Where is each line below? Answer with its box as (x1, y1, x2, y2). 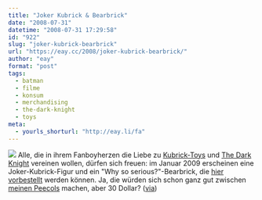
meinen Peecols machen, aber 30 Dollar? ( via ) (8, 183, 158, 192)
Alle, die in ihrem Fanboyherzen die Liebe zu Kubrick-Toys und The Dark (17, 150, 252, 159)
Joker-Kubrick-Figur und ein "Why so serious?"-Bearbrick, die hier (8, 166, 224, 176)
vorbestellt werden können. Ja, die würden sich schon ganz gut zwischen (8, 175, 247, 184)
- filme (15, 84, 41, 92)
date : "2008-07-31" (8, 19, 72, 27)
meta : (8, 120, 26, 128)
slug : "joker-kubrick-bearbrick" (8, 41, 118, 48)
